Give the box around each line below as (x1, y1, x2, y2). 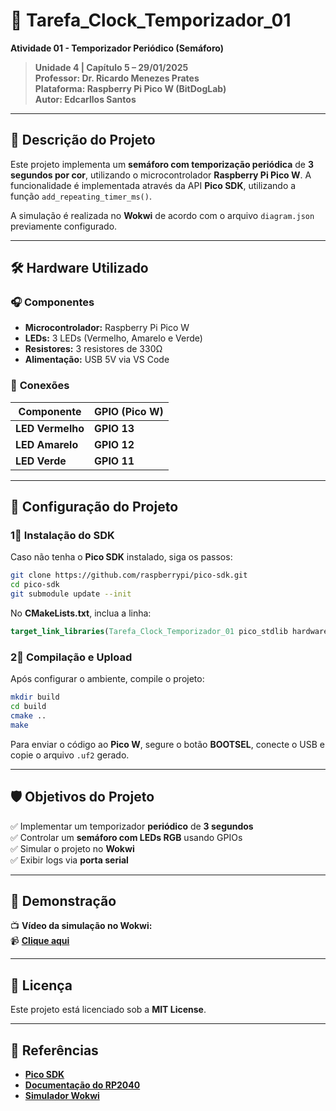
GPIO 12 (94, 437, 135, 451)
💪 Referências (10, 1042, 99, 1059)
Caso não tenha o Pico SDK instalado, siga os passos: (10, 551, 233, 563)
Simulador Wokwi (24, 1089, 100, 1101)
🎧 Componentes (10, 295, 95, 309)
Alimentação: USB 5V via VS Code (24, 354, 170, 366)
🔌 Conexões (10, 379, 70, 393)
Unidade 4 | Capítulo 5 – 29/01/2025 (34, 61, 189, 73)
